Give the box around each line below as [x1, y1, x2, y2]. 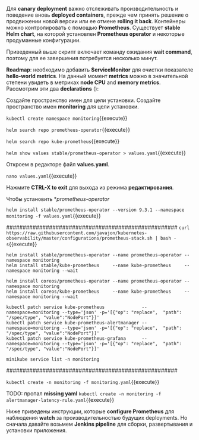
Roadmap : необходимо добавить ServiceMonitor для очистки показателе [6, 66, 194, 73]
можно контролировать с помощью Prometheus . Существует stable [6, 24, 181, 31]
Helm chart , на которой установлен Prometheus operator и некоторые [6, 30, 185, 38]
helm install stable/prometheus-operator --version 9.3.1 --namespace [6, 207, 185, 213]
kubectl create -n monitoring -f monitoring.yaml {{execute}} [6, 379, 160, 385]
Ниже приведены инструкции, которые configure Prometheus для [6, 408, 175, 415]
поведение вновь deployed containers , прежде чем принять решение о [6, 11, 189, 18]
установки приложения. [6, 427, 67, 434]
